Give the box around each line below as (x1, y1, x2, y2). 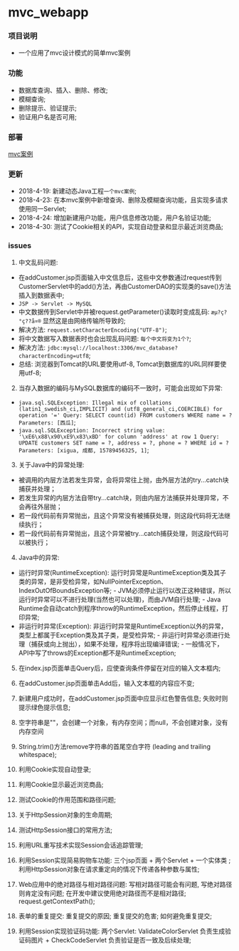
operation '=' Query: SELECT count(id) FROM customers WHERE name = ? (18, 412, 233, 419)
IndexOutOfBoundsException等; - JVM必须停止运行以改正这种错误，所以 (18, 586, 232, 594)
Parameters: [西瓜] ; (18, 418, 77, 427)
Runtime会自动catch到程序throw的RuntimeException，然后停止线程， (18, 604, 223, 612)
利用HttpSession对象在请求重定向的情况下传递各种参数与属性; (18, 865, 200, 873)
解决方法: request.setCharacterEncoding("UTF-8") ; (18, 325, 167, 334)
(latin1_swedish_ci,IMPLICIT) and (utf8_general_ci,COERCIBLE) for (18, 405, 223, 412)
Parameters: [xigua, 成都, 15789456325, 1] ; (18, 445, 149, 454)
